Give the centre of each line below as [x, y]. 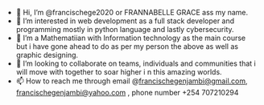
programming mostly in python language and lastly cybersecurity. [125, 29]
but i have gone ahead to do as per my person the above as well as [127, 46]
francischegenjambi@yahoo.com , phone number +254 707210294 [127, 93]
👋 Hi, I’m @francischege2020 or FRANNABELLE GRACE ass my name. [132, 12]
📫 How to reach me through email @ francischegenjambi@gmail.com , [132, 81]
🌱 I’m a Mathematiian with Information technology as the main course [131, 38]
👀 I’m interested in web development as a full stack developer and [125, 21]
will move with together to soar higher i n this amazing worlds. [119, 72]
